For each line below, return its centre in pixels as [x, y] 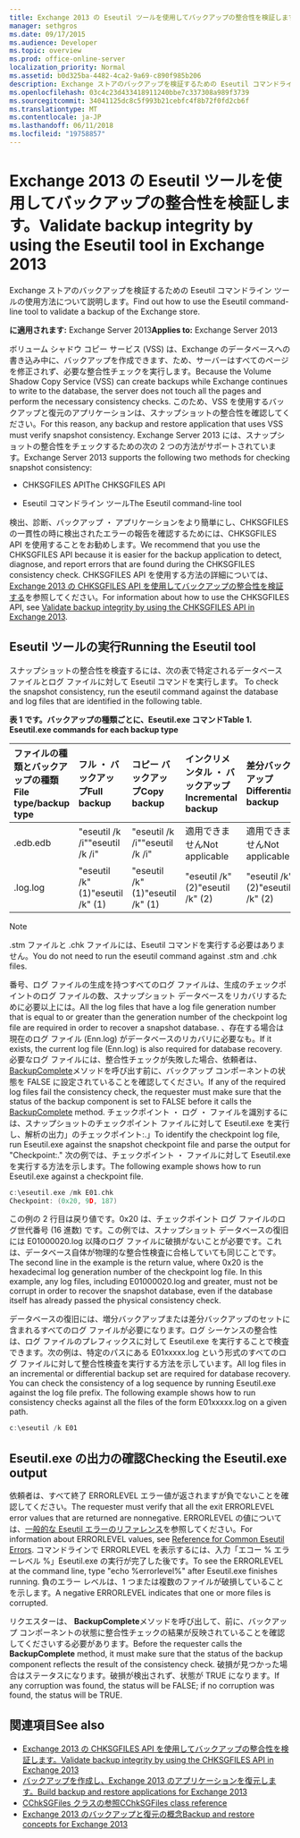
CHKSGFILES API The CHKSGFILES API [94, 485]
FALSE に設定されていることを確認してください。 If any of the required [156, 1081]
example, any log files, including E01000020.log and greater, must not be [144, 1282]
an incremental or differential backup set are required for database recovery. [150, 1374]
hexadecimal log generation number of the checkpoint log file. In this [136, 1272]
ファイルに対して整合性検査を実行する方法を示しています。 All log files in [153, 1364]
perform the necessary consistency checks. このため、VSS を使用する [139, 401]
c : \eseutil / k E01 [43, 1428]
